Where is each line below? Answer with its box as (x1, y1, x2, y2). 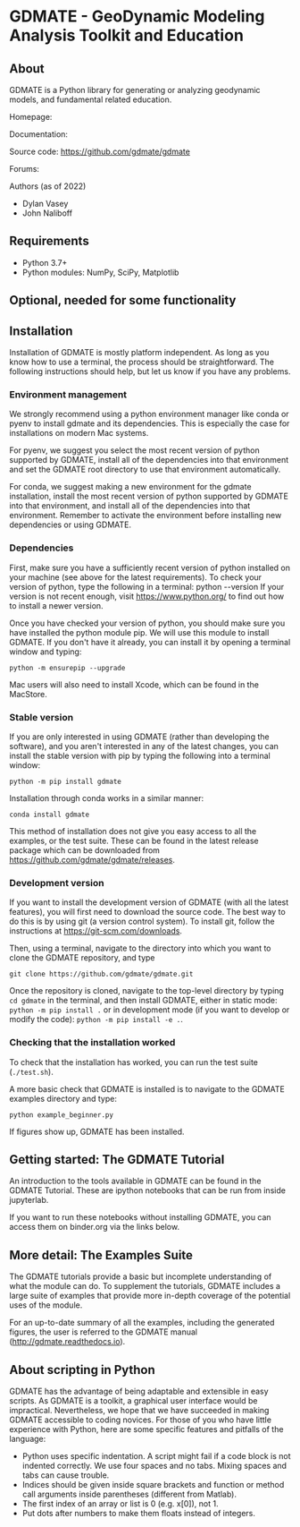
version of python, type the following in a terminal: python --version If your (9, 581, 285, 592)
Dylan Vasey (21, 199, 69, 209)
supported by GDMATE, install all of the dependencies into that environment (9, 455, 289, 465)
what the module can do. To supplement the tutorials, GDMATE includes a (9, 1281, 281, 1292)
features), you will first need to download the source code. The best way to (9, 907, 286, 917)
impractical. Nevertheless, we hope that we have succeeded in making (9, 1404, 270, 1415)
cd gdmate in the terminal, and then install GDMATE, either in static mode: (9, 995, 279, 1006)
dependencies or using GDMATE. (9, 519, 132, 530)
